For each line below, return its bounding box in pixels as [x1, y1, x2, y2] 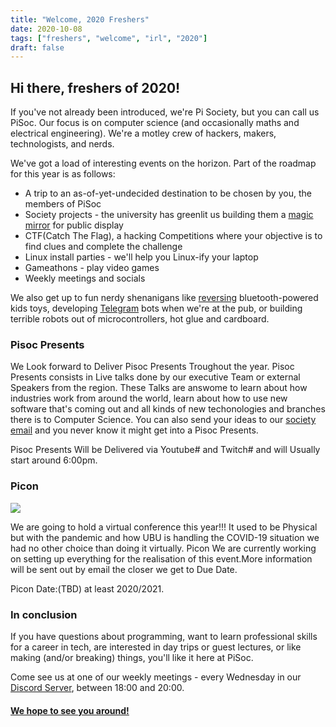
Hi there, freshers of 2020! [10, 79, 181, 96]
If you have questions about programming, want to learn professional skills [10, 630, 318, 642]
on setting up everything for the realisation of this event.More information [10, 552, 313, 565]
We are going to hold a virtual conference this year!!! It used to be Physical [10, 521, 318, 533]
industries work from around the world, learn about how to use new [10, 392, 288, 405]
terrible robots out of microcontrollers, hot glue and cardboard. [10, 313, 270, 325]
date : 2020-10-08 [10, 24, 83, 34]
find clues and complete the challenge [24, 241, 183, 253]
